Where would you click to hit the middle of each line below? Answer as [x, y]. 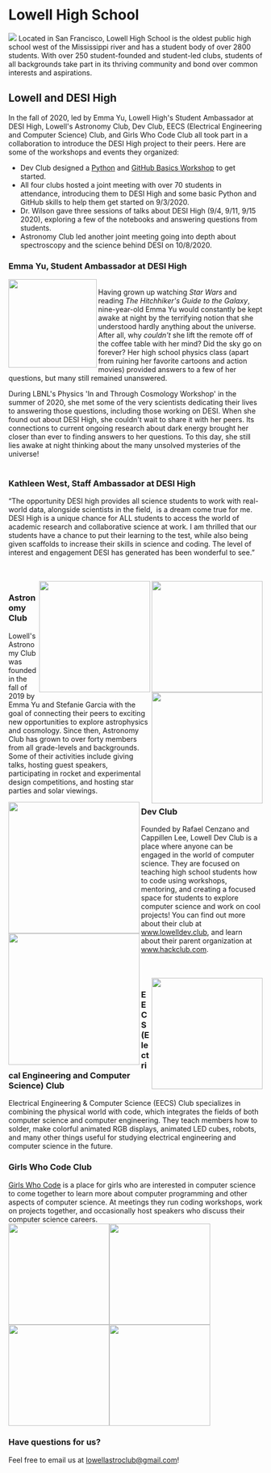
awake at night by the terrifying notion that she [176, 318]
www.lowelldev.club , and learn [192, 932]
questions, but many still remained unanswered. [88, 379]
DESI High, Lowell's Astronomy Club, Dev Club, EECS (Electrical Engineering [135, 126]
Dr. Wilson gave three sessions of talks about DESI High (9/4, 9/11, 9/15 [138, 210]
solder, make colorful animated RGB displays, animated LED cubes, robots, [132, 1129]
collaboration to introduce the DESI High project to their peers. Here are [127, 143]
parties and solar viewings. [53, 790]
